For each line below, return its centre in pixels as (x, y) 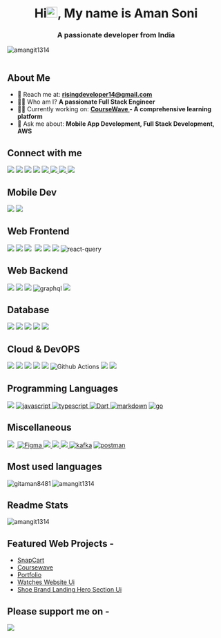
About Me (29, 78)
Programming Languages (63, 388)
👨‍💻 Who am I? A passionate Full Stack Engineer (86, 102)
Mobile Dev (32, 192)
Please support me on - (58, 611)
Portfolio (29, 575)
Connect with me (45, 153)
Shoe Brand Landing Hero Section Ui (69, 590)
